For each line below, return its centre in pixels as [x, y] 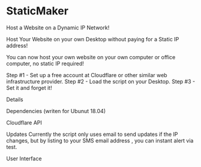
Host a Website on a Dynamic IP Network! [58, 28]
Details [15, 99]
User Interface [24, 158]
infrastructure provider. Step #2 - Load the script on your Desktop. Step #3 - [101, 81]
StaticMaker [37, 11]
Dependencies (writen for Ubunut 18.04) [56, 111]
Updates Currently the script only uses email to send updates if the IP [92, 134]
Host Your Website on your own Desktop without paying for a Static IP [93, 39]
